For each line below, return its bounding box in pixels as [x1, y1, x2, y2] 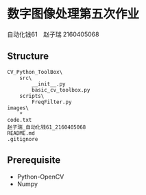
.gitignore [7, 135, 38, 142]
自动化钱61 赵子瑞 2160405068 [7, 30, 99, 38]
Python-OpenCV [16, 172, 64, 181]
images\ [7, 104, 29, 112]
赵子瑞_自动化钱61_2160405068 [7, 124, 86, 131]
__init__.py [32, 80, 66, 88]
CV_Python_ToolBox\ [7, 68, 63, 75]
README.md [7, 129, 36, 137]
